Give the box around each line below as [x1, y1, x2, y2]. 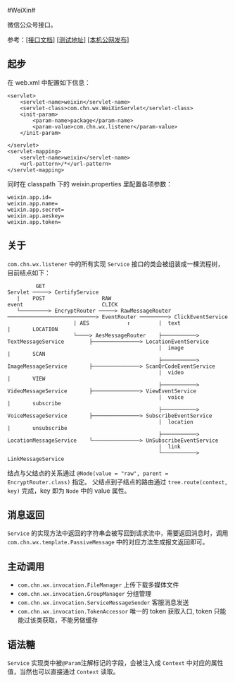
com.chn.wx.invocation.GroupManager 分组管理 [17, 590, 152, 598]
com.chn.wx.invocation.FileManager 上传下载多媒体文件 [17, 580, 179, 589]
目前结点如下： [7, 268, 51, 277]
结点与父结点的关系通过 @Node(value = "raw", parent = [7, 469, 169, 477]
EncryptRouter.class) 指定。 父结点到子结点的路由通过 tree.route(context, [7, 477, 229, 486]
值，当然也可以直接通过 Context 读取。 [7, 667, 120, 676]
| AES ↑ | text [73, 319, 181, 327]
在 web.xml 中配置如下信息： [7, 78, 91, 87]
